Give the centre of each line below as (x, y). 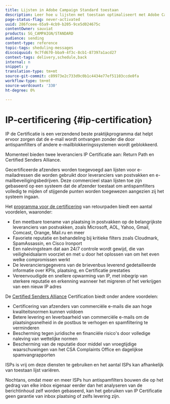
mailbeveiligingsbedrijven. (32, 180)
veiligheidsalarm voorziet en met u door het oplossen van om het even (86, 254)
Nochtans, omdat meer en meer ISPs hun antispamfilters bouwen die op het (84, 380)
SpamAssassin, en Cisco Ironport (47, 243)
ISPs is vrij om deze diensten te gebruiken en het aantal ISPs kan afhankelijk (84, 365)
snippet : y (17, 67)
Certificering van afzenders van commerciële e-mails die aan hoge (82, 306)
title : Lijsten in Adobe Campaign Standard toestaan (62, 10)
